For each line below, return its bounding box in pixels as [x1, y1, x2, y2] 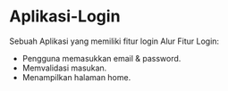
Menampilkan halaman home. [21, 71, 131, 82]
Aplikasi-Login [9, 6, 121, 27]
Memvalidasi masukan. [21, 62, 107, 73]
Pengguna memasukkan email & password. [21, 53, 182, 63]
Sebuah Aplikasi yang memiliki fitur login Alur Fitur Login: [9, 36, 220, 46]
